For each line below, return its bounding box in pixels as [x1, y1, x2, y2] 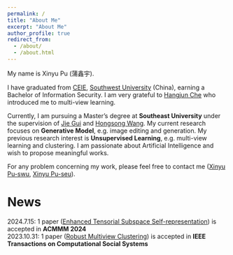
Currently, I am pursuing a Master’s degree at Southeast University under [7, 111, 221, 119]
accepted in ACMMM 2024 [7, 224, 87, 233]
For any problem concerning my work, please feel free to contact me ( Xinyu [7, 162, 226, 170]
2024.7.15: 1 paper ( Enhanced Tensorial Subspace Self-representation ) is [7, 217, 217, 226]
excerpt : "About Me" [7, 23, 68, 30]
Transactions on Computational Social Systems [7, 239, 148, 248]
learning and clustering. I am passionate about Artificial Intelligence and [7, 141, 214, 150]
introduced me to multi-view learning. [7, 98, 116, 106]
